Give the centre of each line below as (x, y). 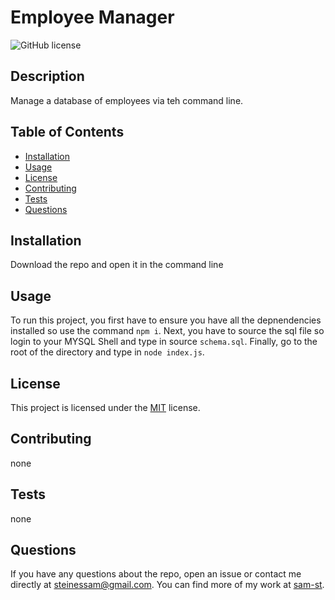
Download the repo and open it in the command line (117, 265)
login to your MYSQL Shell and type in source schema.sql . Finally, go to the (164, 342)
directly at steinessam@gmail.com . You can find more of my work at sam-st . (167, 585)
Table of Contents (67, 132)
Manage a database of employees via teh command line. (127, 100)
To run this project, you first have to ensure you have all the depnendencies (166, 320)
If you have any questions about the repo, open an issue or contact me (156, 574)
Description (47, 76)
